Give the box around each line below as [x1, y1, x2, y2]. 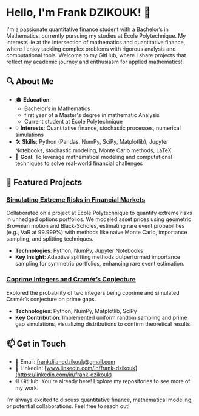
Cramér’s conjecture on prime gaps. [6, 295, 96, 303]
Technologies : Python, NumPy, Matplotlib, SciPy [15, 307, 138, 314]
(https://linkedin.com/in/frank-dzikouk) [15, 371, 112, 378]
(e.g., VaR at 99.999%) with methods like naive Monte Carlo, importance [6, 228, 187, 236]
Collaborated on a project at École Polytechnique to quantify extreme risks [6, 210, 192, 217]
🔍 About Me [6, 76, 54, 87]
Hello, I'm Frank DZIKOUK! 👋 [6, 5, 151, 19]
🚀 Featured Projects [6, 177, 83, 188]
